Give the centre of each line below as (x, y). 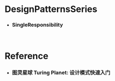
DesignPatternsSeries (51, 9)
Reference (26, 56)
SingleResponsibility (37, 25)
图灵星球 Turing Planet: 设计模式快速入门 (61, 72)
